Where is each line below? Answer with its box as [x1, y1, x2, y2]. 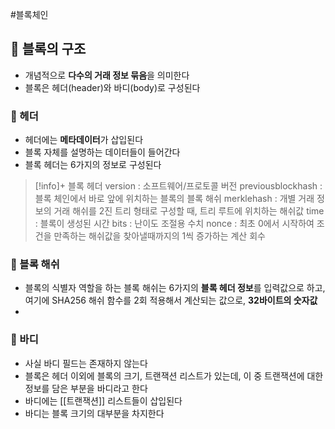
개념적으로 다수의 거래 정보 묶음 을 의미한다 [24, 69, 190, 81]
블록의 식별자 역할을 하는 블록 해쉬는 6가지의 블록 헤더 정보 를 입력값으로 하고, [24, 282, 326, 294]
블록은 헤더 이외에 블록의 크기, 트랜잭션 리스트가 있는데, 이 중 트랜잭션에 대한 [24, 369, 324, 382]
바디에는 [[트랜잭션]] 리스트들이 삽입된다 [24, 394, 183, 407]
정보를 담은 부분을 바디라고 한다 [24, 382, 148, 394]
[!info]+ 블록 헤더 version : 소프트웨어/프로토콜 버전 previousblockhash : [34, 180, 323, 192]
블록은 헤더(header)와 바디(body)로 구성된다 [24, 81, 201, 93]
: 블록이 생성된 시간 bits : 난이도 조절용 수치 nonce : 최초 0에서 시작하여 [34, 218, 315, 230]
